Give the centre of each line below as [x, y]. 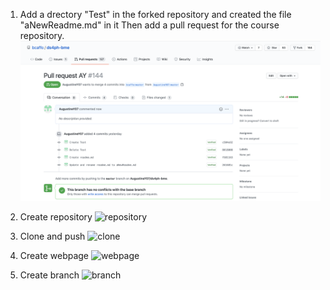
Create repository [56, 217]
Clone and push [52, 236]
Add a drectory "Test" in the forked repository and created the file [155, 14]
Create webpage [54, 256]
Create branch [49, 275]
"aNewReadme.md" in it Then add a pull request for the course [149, 25]
